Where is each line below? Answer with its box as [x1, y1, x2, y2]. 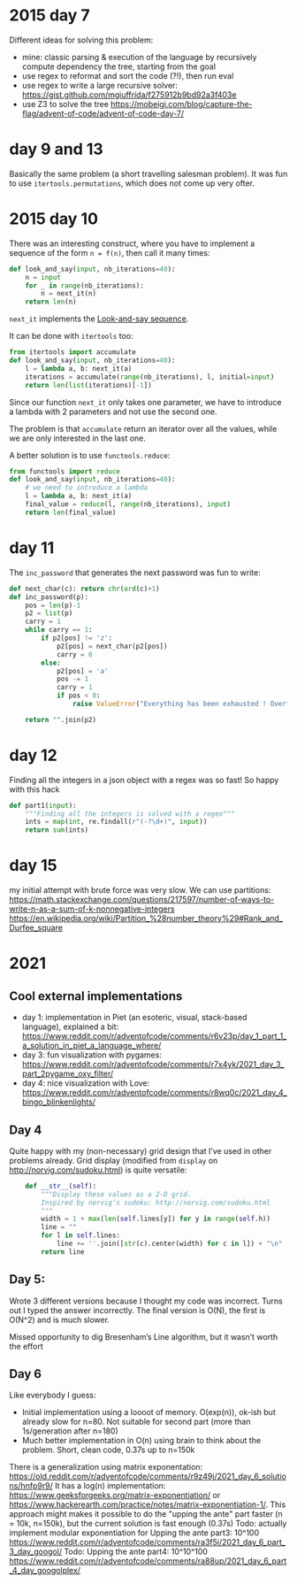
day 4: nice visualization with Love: [21, 1078, 150, 1088]
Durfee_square [9, 922, 64, 934]
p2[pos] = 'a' [56, 666, 109, 675]
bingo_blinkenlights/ [21, 1096, 95, 1107]
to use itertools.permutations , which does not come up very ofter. [9, 178, 255, 188]
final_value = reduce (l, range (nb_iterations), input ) [25, 500, 232, 509]
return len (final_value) [25, 508, 117, 517]
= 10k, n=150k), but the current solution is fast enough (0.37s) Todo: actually [9, 1519, 287, 1529]
